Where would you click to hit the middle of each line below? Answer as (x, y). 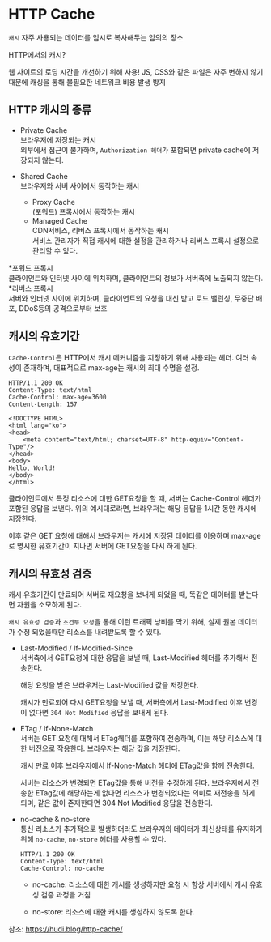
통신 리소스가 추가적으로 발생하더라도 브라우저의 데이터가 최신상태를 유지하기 (141, 829)
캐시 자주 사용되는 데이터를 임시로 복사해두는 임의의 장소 (96, 37)
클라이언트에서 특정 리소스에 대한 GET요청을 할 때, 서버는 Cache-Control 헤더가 (135, 498)
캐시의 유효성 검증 (50, 573)
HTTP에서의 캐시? (37, 54)
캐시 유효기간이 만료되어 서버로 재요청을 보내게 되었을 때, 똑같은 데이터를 (123, 595)
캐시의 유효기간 (44, 337)
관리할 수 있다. (55, 250)
